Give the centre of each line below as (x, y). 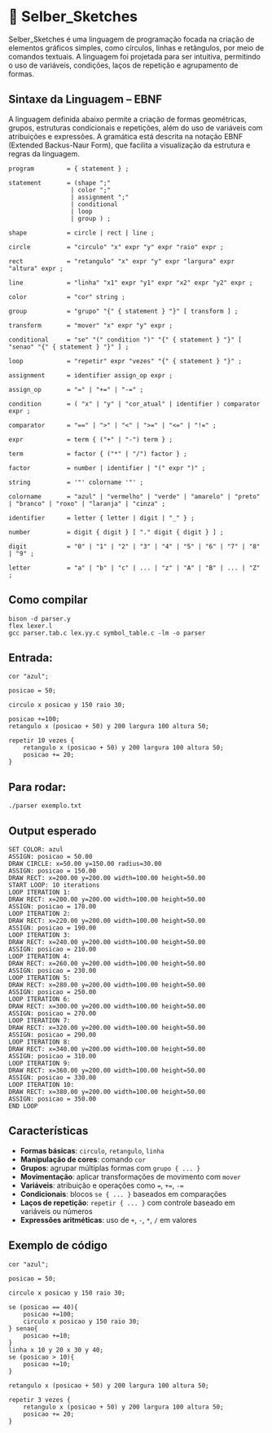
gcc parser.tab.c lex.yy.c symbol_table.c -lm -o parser (107, 633)
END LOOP (23, 1106)
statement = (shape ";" (60, 182)
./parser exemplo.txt (45, 806)
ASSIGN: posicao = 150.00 (52, 871)
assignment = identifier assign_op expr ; (91, 375)
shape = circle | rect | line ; (81, 233)
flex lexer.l (31, 626)
